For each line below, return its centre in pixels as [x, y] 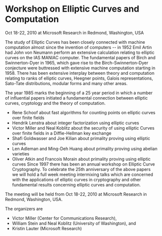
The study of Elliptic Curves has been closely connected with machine [75, 42]
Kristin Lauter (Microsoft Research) [47, 228]
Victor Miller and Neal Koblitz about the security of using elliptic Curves [83, 128]
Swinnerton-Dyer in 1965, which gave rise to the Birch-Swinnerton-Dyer [77, 63]
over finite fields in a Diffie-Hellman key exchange [62, 133]
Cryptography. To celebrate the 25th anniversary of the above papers [81, 169]
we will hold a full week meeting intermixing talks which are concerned [82, 174]
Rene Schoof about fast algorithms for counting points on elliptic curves [84, 112]
